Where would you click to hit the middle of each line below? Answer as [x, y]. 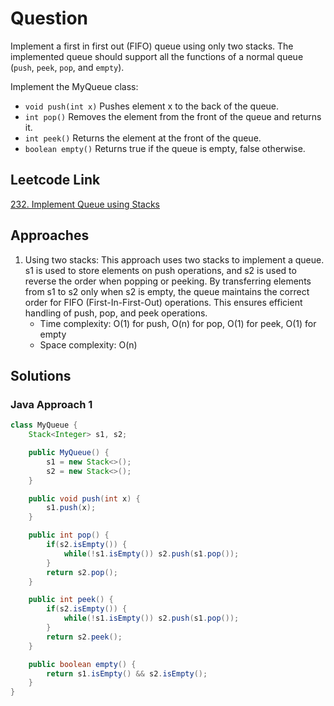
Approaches [50, 235]
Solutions [41, 375]
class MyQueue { [44, 425]
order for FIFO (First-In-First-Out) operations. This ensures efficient [163, 302]
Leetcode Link [55, 180]
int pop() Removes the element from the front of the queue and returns [173, 116]
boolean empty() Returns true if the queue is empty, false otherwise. [165, 148]
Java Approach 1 [51, 404]
